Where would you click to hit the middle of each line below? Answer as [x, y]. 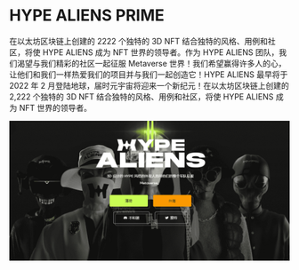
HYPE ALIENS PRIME [87, 16]
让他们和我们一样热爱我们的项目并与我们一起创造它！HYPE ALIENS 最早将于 [149, 74]
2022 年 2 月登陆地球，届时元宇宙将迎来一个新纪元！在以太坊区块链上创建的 [149, 85]
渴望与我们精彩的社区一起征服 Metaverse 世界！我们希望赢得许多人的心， [151, 63]
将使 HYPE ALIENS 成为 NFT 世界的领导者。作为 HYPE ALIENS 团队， [152, 52]
